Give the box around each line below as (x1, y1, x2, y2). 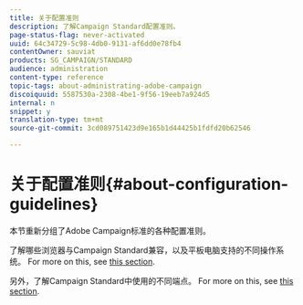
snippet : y (9, 107, 51, 116)
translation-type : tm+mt (9, 115, 104, 124)
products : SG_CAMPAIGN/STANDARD (9, 56, 132, 65)
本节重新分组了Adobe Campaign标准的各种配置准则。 (9, 225, 212, 236)
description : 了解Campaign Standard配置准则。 (9, 22, 181, 31)
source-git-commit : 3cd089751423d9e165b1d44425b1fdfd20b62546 (9, 124, 251, 133)
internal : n (9, 98, 55, 108)
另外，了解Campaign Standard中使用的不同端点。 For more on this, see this (9, 275, 294, 286)
